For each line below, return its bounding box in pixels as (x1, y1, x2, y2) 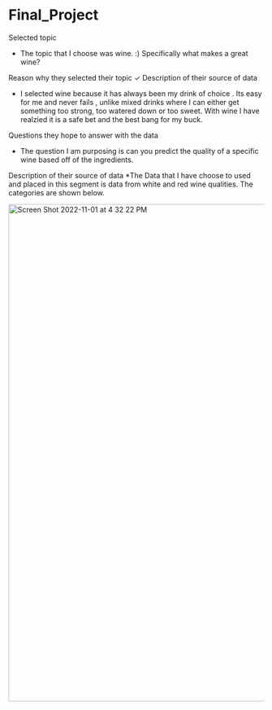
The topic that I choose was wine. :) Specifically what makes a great (19, 48, 249, 58)
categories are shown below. (8, 187, 106, 197)
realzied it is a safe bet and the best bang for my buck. (19, 114, 203, 124)
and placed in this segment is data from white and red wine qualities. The (8, 179, 253, 189)
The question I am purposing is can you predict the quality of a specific (19, 146, 259, 156)
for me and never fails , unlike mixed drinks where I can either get (19, 97, 240, 107)
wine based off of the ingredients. (19, 155, 134, 164)
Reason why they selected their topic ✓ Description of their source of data (8, 72, 258, 82)
